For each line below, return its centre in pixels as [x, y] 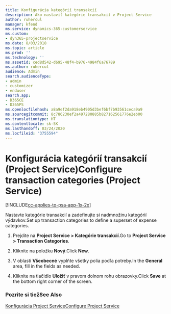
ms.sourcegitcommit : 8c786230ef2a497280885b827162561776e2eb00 [74, 114]
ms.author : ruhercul [27, 67]
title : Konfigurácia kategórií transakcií [51, 10]
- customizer [19, 86]
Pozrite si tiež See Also [34, 295]
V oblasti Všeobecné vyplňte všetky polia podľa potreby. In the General [88, 261]
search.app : [18, 95]
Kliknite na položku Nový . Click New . [51, 251]
